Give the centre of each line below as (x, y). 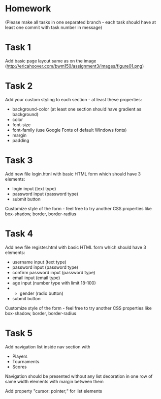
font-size (21, 125)
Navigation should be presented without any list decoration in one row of (79, 376)
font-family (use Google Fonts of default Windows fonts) (69, 130)
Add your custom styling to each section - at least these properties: (74, 99)
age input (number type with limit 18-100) (54, 283)
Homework (28, 9)
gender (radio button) (41, 293)
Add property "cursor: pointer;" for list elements (54, 391)
